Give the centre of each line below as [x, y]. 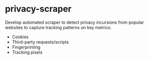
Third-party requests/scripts [40, 42]
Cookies [20, 37]
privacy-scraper [38, 9]
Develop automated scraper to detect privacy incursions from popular [74, 22]
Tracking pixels [27, 52]
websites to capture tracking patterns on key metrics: [58, 27]
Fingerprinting [26, 47]
